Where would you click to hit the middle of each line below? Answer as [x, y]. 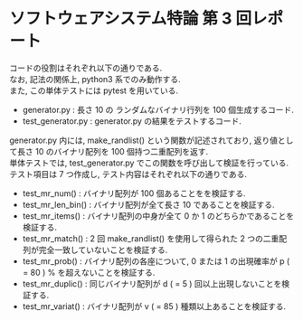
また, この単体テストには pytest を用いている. [94, 90]
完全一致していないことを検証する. [103, 249]
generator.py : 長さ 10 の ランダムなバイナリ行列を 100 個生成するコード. [158, 109]
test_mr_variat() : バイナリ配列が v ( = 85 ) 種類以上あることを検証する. [154, 306]
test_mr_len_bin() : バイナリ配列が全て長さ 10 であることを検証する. [148, 204]
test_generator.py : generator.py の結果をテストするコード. [132, 121]
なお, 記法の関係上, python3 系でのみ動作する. [95, 79]
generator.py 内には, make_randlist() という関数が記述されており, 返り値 [144, 140]
